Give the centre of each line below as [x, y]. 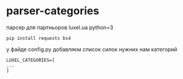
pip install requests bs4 [38, 38]
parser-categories [53, 11]
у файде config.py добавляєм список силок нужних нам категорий [92, 49]
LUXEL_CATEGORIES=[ [31, 60]
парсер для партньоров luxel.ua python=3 [60, 27]
